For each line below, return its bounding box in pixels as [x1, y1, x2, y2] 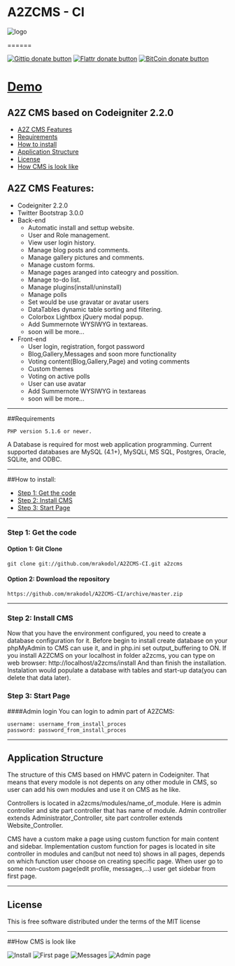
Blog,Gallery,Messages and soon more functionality [27, 349, 177, 358]
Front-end [17, 335, 47, 343]
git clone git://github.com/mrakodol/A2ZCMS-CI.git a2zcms [7, 560, 183, 567]
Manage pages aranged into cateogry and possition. [27, 268, 179, 276]
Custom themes [27, 364, 74, 373]
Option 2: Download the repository [7, 575, 111, 584]
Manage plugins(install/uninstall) [27, 282, 122, 291]
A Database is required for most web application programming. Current [7, 440, 212, 448]
